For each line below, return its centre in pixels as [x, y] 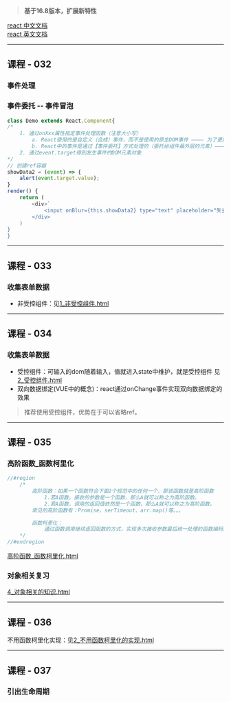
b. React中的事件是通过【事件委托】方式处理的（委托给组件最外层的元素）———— [130, 147]
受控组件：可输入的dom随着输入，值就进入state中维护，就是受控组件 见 [119, 371]
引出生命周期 [29, 692]
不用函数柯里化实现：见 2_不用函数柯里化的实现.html [81, 640]
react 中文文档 [27, 26]
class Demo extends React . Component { [61, 121]
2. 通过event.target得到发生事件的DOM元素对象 [81, 152]
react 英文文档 [27, 34]
